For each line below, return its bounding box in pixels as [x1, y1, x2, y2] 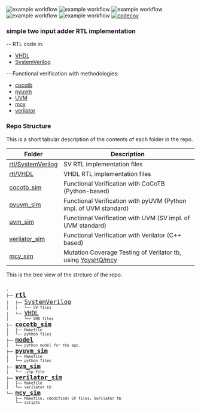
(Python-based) [63, 187, 109, 195]
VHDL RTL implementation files [63, 169, 151, 178]
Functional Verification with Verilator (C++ [63, 231, 181, 239]
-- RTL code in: [6, 41, 44, 48]
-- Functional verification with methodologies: [6, 70, 119, 77]
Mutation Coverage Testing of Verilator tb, [63, 248, 181, 257]
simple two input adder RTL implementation [6, 27, 136, 35]
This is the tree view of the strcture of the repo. [6, 271, 123, 278]
